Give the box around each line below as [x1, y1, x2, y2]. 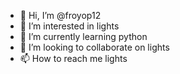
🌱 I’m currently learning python [19, 31, 148, 42]
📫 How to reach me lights [19, 53, 128, 64]
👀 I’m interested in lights [19, 20, 120, 32]
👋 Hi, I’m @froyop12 [19, 10, 102, 21]
